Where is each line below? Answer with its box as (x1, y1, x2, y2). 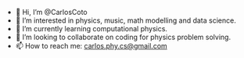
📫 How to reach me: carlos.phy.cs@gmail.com (15, 42, 168, 50)
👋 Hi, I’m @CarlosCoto (15, 8, 88, 16)
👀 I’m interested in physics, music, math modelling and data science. (15, 16, 236, 25)
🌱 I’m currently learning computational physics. (15, 24, 168, 33)
